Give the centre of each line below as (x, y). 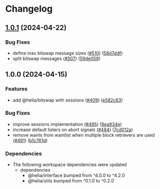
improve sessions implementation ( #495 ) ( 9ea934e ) (67, 124)
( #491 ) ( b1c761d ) (30, 140)
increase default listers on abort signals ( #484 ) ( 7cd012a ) (73, 130)
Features (17, 89)
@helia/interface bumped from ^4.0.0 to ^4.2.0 (76, 175)
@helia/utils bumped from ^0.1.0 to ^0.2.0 (71, 181)
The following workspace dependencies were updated (70, 165)
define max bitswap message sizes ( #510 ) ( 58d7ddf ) (68, 53)
